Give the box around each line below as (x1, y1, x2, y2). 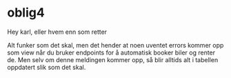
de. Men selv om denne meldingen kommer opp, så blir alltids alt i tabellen (7, 55, 219, 64)
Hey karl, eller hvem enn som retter (7, 28, 108, 36)
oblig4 (7, 5, 45, 21)
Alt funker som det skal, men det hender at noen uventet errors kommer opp (7, 41, 224, 49)
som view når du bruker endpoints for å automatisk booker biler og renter (7, 48, 216, 57)
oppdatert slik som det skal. (7, 63, 86, 71)
